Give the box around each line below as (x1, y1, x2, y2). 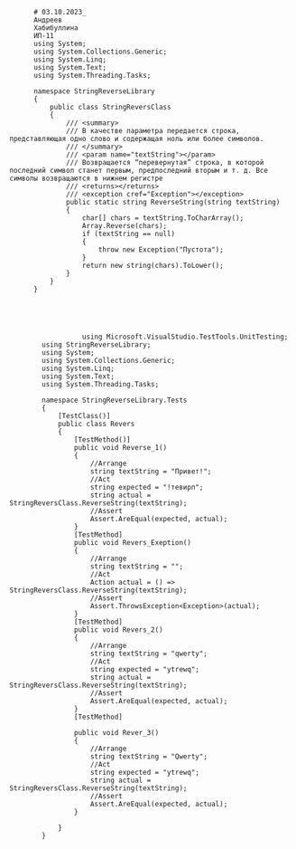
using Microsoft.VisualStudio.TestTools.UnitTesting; (81, 332, 289, 341)
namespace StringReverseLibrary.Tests (42, 396, 188, 405)
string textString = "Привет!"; (89, 467, 212, 476)
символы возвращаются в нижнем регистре (9, 174, 164, 183)
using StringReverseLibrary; (42, 340, 152, 349)
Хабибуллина (32, 24, 79, 33)
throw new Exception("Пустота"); (97, 245, 224, 254)
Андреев (32, 15, 63, 24)
